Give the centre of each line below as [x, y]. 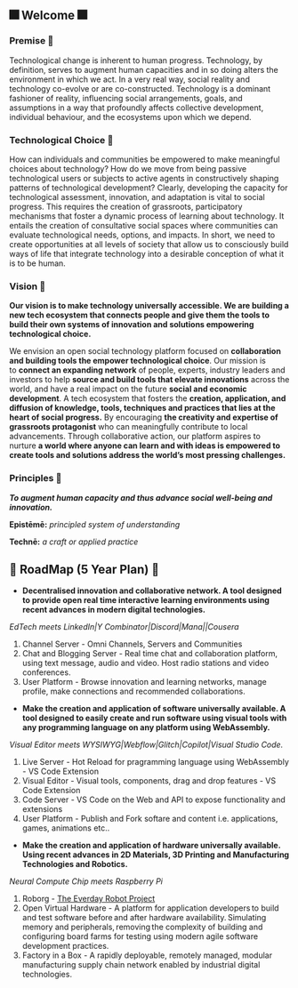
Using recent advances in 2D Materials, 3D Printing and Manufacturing [156, 855]
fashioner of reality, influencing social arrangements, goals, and [126, 98]
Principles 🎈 [36, 478]
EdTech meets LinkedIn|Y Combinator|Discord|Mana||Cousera [124, 627]
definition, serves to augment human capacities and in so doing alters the [144, 69]
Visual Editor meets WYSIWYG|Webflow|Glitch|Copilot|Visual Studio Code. [146, 745]
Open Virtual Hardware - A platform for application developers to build [150, 908]
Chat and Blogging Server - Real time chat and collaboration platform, [150, 654]
